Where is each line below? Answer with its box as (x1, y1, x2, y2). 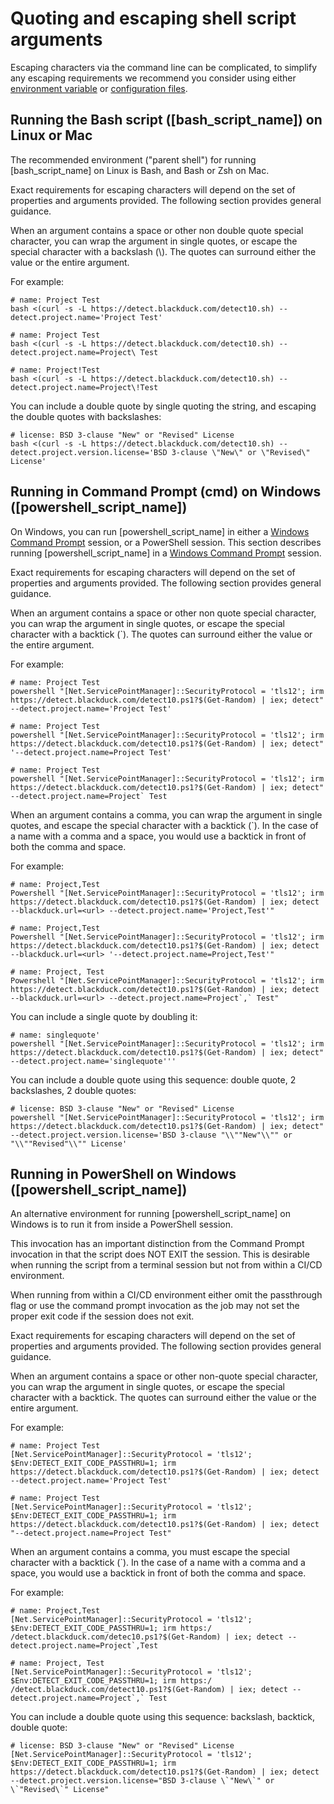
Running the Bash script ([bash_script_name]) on (10, 112, 323, 129)
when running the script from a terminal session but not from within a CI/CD (10, 1259, 323, 1271)
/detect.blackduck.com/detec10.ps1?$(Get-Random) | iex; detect (10, 1632, 284, 1642)
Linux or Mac (10, 127, 93, 144)
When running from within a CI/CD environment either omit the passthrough (10, 1289, 323, 1301)
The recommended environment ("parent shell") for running (10, 153, 257, 166)
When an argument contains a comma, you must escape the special (10, 1546, 290, 1558)
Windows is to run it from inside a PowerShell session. (10, 1218, 234, 1231)
